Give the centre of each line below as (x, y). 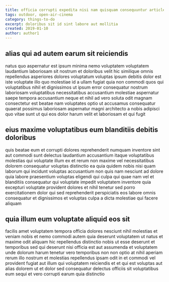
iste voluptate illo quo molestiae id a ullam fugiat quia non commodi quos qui (84, 82)
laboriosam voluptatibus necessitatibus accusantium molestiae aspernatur (82, 92)
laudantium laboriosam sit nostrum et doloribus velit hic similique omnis (79, 71)
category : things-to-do (30, 19)
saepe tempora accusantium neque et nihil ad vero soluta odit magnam (79, 98)
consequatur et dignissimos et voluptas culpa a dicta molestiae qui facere (82, 198)
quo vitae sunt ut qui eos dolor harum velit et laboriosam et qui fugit (75, 114)
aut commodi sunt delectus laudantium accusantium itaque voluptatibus (80, 155)
